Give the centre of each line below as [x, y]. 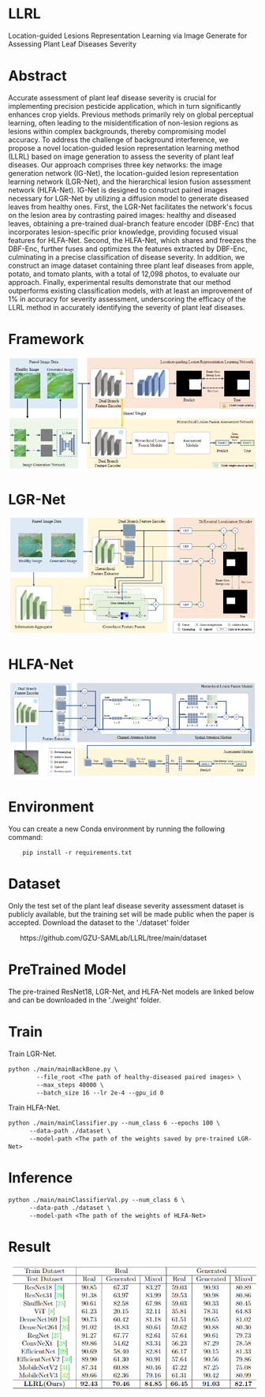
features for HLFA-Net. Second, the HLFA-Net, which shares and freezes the [132, 240]
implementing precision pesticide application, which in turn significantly [125, 106]
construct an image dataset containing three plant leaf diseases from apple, [131, 265]
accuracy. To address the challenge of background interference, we [118, 140]
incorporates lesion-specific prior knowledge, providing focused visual [123, 232]
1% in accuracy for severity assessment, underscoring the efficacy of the [127, 299]
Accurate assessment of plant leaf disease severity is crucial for [112, 97]
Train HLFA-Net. [34, 1107]
